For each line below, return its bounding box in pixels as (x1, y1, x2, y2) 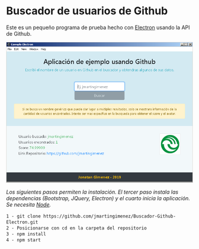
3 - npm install (6, 231, 46, 237)
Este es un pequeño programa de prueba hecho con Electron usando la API (6, 24, 191, 31)
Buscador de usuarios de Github (6, 4, 168, 18)
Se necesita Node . (6, 201, 52, 209)
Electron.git (6, 219, 38, 225)
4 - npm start (6, 237, 41, 243)
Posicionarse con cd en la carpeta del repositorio (17, 225, 147, 231)
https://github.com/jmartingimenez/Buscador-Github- (43, 213, 176, 219)
